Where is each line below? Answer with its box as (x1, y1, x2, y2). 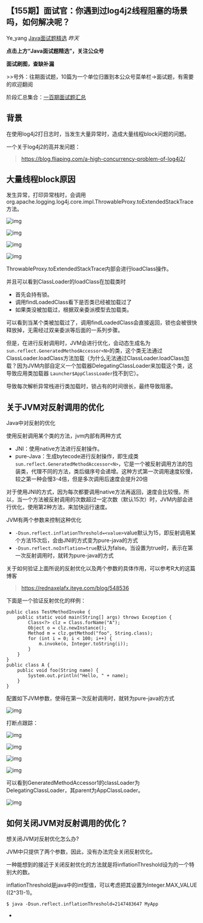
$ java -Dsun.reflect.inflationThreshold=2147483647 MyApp (6, 901, 159, 907)
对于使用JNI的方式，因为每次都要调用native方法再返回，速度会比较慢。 (6, 488, 184, 496)
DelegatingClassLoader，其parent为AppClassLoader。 (6, 787, 144, 794)
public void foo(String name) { (17, 667, 99, 674)
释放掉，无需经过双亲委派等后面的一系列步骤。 (6, 327, 123, 334)
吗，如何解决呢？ (6, 17, 70, 27)
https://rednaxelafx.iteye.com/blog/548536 (21, 584, 129, 592)
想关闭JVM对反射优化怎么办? (6, 835, 79, 842)
